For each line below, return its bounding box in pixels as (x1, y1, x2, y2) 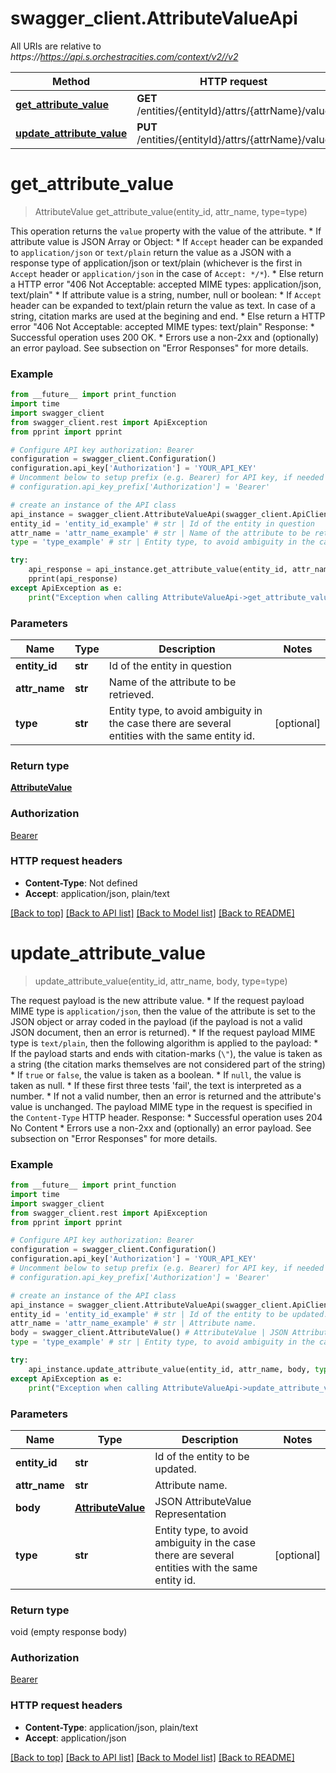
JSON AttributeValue (154, 1494, 252, 1508)
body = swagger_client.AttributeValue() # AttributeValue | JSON (10, 1328, 288, 1338)
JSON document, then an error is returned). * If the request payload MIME (10, 1026, 316, 1038)
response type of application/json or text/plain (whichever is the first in (10, 257, 303, 269)
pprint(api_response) (28, 574, 118, 584)
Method (52, 74, 91, 88)
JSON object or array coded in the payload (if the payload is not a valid (10, 1015, 303, 1027)
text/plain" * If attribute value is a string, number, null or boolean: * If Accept (10, 288, 322, 301)
